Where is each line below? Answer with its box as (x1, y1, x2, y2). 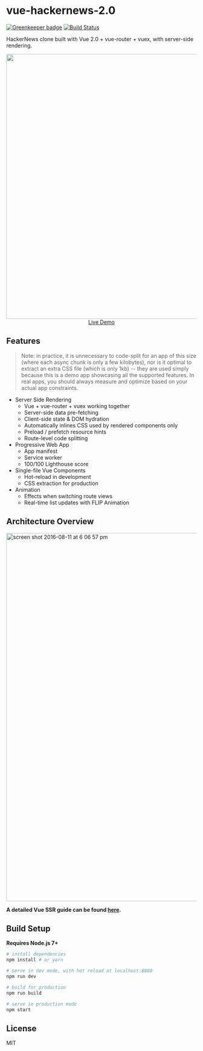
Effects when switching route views (24, 492, 113, 499)
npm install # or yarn (6, 957, 63, 963)
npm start (6, 1006, 31, 1013)
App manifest (24, 447, 58, 455)
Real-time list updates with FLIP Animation (24, 499, 130, 506)
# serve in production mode (6, 1001, 77, 1007)
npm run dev (6, 974, 36, 980)
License (6, 1023, 37, 1033)
